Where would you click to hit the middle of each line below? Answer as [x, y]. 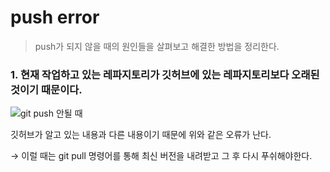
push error [55, 17]
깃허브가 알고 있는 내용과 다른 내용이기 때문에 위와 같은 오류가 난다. [141, 135]
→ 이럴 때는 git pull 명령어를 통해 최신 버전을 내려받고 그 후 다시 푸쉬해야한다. [161, 156]
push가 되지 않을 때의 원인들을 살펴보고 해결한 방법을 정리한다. [157, 46]
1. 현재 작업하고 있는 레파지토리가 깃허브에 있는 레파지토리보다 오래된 [165, 74]
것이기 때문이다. [46, 89]
